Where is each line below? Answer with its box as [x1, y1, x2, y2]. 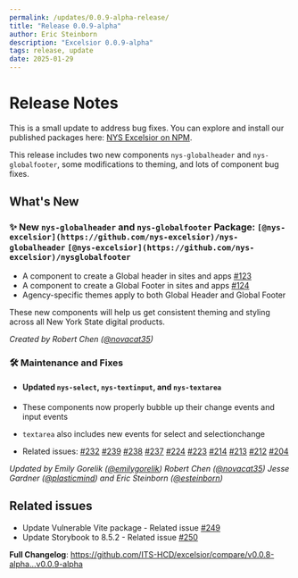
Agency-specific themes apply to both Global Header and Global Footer [21, 289, 286, 300]
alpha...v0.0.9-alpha [9, 558, 83, 569]
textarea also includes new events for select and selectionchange [21, 428, 266, 439]
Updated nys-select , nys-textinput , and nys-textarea [21, 381, 221, 393]
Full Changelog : [9, 549, 69, 559]
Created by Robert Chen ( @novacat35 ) [9, 333, 154, 344]
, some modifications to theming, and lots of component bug [56, 158, 279, 170]
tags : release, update [9, 46, 94, 55]
